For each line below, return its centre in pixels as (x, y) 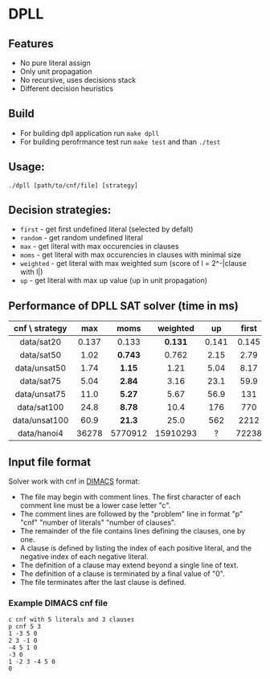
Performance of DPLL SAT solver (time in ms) (123, 306)
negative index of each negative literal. (84, 557)
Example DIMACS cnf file (58, 603)
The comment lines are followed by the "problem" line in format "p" (131, 514)
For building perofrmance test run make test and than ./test (120, 141)
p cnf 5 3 (25, 627)
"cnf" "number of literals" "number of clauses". (98, 522)
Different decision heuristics (67, 88)
